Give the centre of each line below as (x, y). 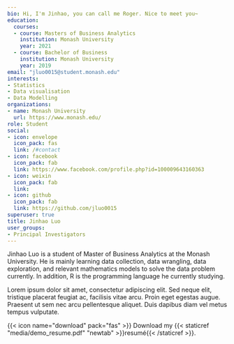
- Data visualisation (39, 91)
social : (19, 130)
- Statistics (26, 85)
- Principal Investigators (46, 234)
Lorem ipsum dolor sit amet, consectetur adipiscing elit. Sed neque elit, (109, 290)
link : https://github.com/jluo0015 (65, 209)
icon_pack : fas (36, 144)
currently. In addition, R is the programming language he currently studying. (116, 276)
